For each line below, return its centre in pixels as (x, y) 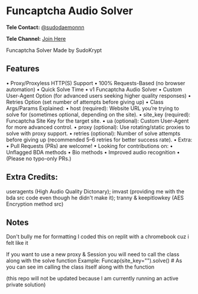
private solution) (26, 285)
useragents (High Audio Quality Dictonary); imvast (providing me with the (95, 191)
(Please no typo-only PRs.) (39, 159)
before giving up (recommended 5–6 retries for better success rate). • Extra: (99, 140)
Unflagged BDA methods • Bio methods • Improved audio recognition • (93, 152)
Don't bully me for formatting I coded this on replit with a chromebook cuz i (98, 237)
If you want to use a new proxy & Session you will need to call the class (93, 254)
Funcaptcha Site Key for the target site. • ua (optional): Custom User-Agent (98, 121)
